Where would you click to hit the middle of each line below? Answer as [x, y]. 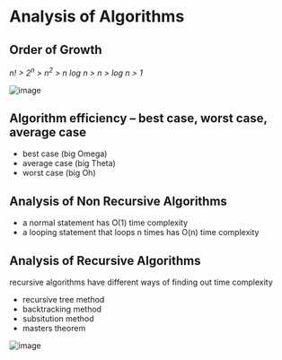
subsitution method [58, 319]
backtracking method [62, 309]
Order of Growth [56, 50]
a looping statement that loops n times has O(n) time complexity [141, 233]
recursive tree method [63, 300]
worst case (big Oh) [59, 173]
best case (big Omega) [65, 154]
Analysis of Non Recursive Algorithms [118, 201]
